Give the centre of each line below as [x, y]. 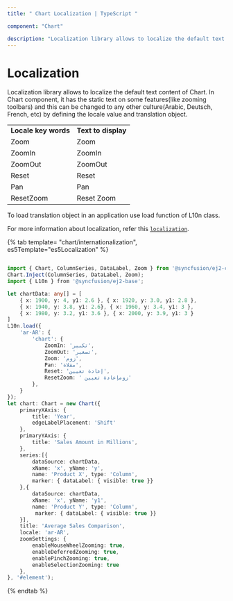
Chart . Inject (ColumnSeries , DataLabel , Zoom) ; [76, 275]
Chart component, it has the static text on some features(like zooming [107, 100]
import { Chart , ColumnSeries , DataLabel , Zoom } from [88, 269]
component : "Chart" [35, 26]
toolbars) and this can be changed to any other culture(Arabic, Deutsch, [110, 107]
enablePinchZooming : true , [71, 558]
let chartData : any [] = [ [44, 294]
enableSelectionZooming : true [76, 565]
